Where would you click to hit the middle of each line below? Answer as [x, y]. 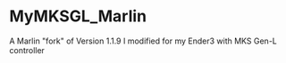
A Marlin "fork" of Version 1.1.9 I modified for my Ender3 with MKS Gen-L [143, 41]
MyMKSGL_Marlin [78, 16]
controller [27, 50]
